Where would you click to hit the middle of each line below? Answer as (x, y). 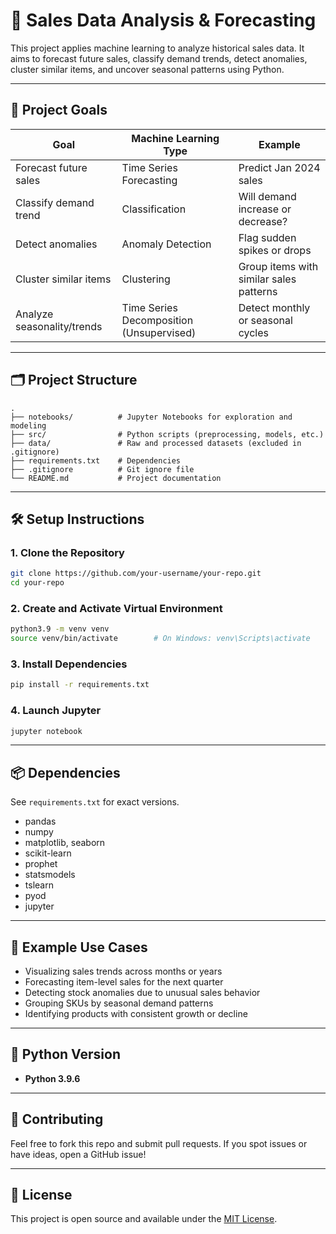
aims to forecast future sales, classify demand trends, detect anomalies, (159, 58)
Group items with (278, 266)
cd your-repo (37, 583)
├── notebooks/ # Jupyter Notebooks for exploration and (151, 417)
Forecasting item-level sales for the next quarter (124, 982)
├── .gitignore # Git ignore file (102, 469)
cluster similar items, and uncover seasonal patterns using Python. (147, 69)
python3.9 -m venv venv (60, 629)
